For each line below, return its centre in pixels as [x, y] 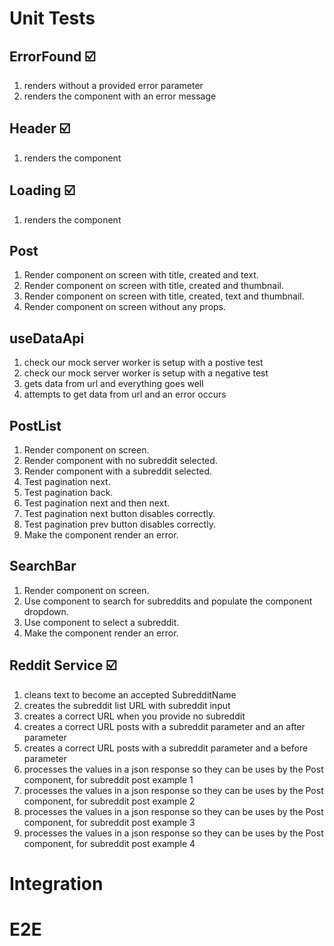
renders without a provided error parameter [113, 85]
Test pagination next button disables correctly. [119, 514]
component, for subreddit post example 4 [109, 843]
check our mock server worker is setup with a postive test [143, 363]
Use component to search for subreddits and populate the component [168, 601]
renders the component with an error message [120, 96]
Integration [56, 883]
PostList [35, 425]
